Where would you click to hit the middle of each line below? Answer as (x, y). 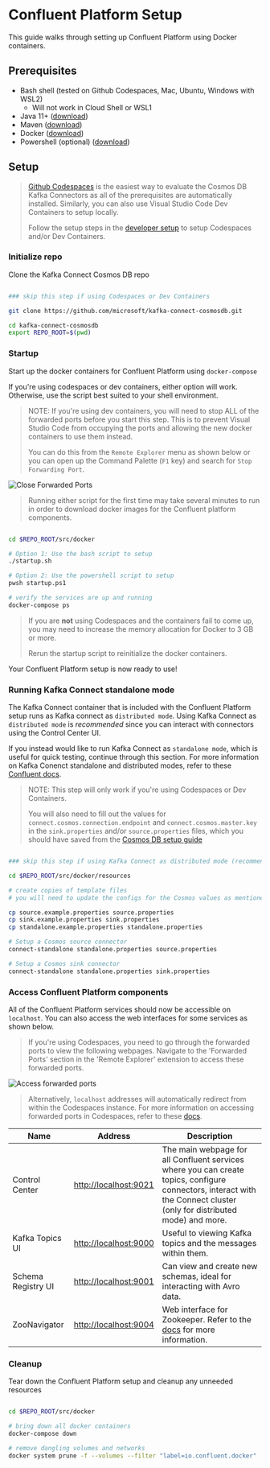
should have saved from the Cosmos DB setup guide (115, 839)
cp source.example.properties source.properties (91, 912)
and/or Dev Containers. (67, 236)
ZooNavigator (38, 1324)
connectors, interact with (209, 1190)
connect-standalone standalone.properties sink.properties (109, 971)
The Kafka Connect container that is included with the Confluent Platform (130, 707)
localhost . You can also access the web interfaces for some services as (128, 1018)
